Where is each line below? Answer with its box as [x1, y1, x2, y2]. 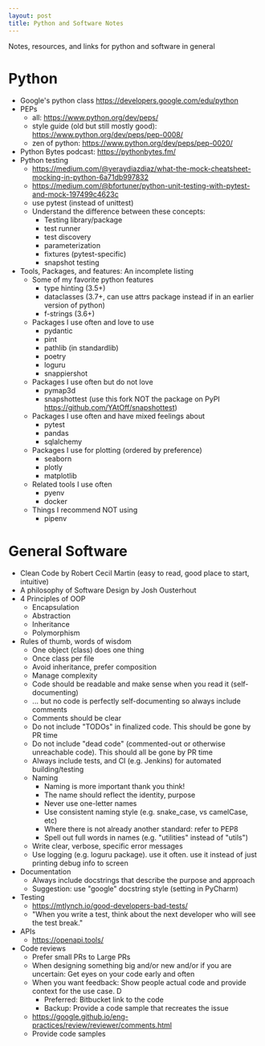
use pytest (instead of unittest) [31, 198, 134, 208]
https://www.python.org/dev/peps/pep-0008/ [31, 130, 183, 140]
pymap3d [43, 386, 76, 396]
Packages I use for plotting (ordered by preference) [31, 446, 202, 455]
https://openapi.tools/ [31, 935, 104, 945]
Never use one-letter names [43, 799, 137, 808]
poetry [43, 352, 67, 361]
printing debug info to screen [31, 858, 128, 868]
